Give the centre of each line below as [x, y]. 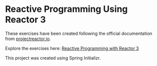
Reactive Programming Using [66, 9]
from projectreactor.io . [28, 39]
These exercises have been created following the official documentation [79, 33]
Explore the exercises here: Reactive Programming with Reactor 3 [72, 48]
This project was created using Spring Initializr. [53, 58]
